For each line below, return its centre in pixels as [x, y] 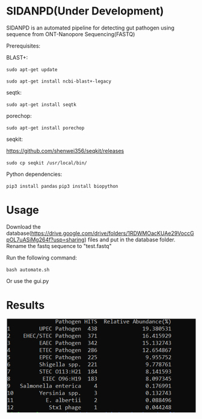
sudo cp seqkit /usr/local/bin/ [47, 163]
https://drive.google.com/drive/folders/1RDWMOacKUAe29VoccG [112, 233]
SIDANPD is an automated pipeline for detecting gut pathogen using [90, 28]
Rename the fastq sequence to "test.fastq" [59, 246]
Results [26, 306]
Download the [23, 226]
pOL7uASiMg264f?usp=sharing [45, 240]
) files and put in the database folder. [130, 240]
